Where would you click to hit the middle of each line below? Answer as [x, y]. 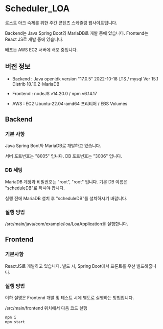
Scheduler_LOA [37, 9]
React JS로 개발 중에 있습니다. [34, 39]
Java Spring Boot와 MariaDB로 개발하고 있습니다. [53, 146]
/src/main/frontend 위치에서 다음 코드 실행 [46, 308]
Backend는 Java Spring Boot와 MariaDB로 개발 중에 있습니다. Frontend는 [77, 33]
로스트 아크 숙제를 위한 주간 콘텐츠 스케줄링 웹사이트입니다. [61, 23]
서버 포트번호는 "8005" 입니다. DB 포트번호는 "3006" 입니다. [64, 156]
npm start [15, 322]
